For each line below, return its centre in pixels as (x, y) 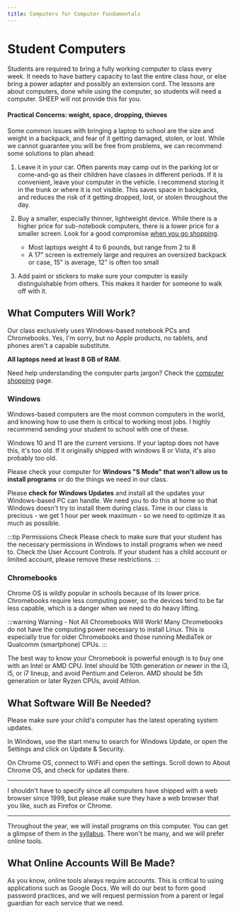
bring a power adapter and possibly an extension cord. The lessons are (111, 84)
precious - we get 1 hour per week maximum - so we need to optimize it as (116, 515)
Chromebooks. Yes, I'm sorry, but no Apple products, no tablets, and (107, 338)
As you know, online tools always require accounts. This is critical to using (115, 880)
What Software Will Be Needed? (79, 703)
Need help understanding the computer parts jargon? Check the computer (116, 373)
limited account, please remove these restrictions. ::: (84, 559)
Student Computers (67, 49)
